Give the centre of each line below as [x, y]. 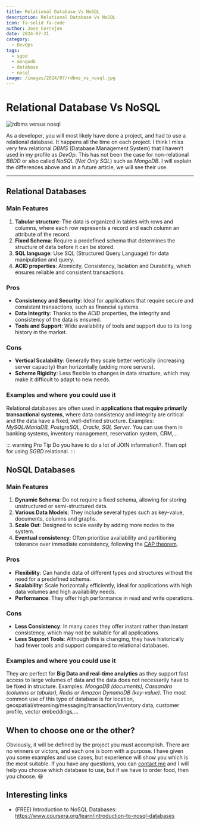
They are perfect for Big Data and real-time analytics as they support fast [97, 674]
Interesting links [37, 795]
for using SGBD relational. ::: [41, 451]
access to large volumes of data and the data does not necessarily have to [98, 680]
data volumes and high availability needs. [65, 591]
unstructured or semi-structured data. [61, 506]
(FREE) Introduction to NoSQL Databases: [66, 809]
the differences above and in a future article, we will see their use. [87, 167]
